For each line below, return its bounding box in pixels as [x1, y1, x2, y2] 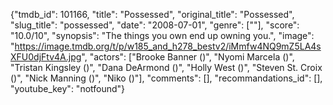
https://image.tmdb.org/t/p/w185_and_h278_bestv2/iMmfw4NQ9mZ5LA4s [14, 40, 322, 52]
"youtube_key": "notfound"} [10, 83, 126, 94]
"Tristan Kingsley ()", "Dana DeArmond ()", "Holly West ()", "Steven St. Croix [10, 62, 323, 73]
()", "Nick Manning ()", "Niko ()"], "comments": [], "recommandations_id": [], [10, 72, 323, 84]
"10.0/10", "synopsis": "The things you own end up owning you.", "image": [10, 30, 315, 41]
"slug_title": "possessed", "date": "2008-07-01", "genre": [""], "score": [10, 19, 300, 31]
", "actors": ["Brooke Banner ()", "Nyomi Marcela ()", [81, 51, 295, 63]
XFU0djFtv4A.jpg [10, 51, 82, 63]
